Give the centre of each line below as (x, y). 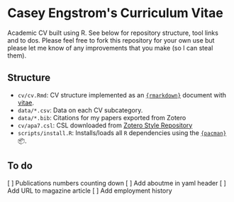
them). (17, 55)
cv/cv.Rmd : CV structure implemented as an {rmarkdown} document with (122, 95)
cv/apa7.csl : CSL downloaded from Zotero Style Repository (105, 125)
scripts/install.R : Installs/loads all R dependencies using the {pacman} (122, 132)
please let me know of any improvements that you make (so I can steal (110, 48)
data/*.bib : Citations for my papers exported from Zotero (102, 117)
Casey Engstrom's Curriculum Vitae (115, 13)
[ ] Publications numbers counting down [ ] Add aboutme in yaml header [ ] (117, 183)
